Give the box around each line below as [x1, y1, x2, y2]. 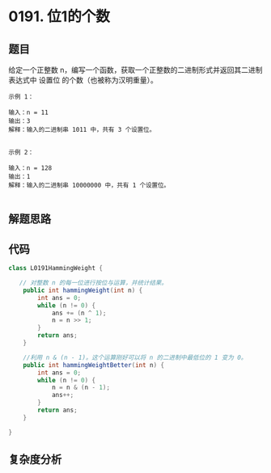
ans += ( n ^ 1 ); [51, 309, 107, 317]
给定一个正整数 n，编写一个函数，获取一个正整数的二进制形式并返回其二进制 [8, 65, 263, 74]
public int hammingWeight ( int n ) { [23, 286, 143, 294]
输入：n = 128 [8, 164, 53, 172]
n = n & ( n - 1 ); [51, 383, 111, 392]
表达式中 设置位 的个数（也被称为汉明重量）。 [8, 75, 158, 85]
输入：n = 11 [8, 108, 49, 116]
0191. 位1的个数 [8, 7, 111, 26]
